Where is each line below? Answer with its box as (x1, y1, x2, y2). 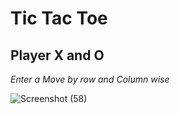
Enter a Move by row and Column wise (10, 73, 170, 85)
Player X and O (10, 47, 105, 64)
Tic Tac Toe (10, 7, 108, 30)
